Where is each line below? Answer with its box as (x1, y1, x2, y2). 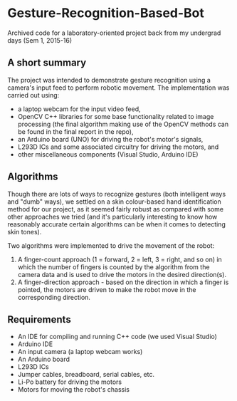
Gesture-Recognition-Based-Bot (7, 5, 205, 21)
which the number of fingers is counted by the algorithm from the (17, 262, 210, 271)
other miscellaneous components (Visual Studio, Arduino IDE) (17, 150, 199, 158)
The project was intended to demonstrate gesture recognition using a (7, 75, 211, 84)
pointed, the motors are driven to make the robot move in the (17, 285, 196, 293)
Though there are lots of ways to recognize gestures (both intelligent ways (7, 189, 226, 198)
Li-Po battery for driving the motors (17, 377, 122, 386)
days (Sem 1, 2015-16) (7, 36, 73, 44)
